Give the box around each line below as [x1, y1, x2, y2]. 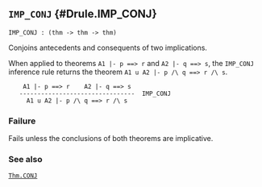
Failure [8, 115, 36, 127]
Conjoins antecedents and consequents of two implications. [8, 43, 208, 52]
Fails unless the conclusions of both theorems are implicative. [8, 134, 214, 143]
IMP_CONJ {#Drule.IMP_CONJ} [8, 7, 157, 21]
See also [8, 154, 43, 165]
